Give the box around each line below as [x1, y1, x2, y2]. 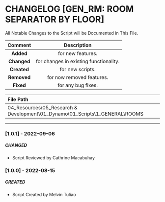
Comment [7, 42, 31, 49]
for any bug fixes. [57, 82, 98, 89]
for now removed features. [47, 74, 109, 80]
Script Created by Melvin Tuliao [12, 191, 76, 197]
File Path [7, 96, 28, 102]
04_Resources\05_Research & [7, 104, 78, 111]
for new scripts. [59, 66, 96, 73]
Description [63, 42, 92, 49]
